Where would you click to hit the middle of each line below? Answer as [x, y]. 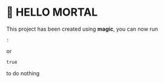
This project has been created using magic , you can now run [82, 29]
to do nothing [23, 73]
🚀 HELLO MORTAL [52, 12]
